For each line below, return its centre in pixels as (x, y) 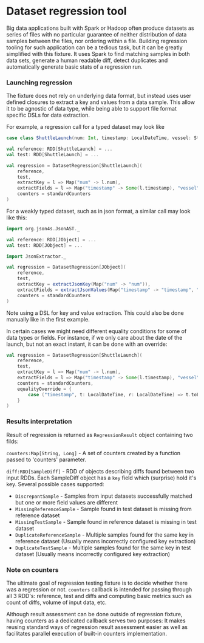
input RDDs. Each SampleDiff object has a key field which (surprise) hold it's (101, 478)
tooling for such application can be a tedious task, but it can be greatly (95, 47)
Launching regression (39, 82)
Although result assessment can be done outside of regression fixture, (95, 614)
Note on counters (32, 569)
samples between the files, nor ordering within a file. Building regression (97, 41)
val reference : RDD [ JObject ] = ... (51, 239)
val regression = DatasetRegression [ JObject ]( (66, 267)
